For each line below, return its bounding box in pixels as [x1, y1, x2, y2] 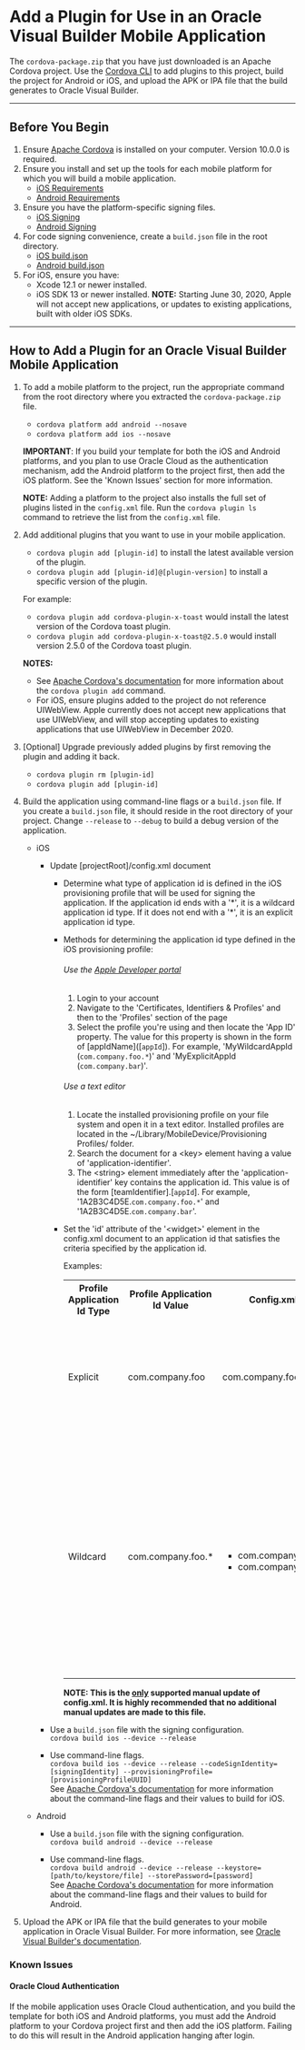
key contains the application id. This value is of [114, 1176, 290, 1188]
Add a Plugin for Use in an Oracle [9, 6, 262, 27]
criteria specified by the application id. [63, 1242, 207, 1253]
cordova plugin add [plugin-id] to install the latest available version [35, 547, 294, 558]
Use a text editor [63, 1080, 126, 1092]
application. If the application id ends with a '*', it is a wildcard [63, 897, 295, 908]
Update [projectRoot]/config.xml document [49, 859, 212, 870]
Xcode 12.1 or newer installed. [35, 279, 147, 290]
